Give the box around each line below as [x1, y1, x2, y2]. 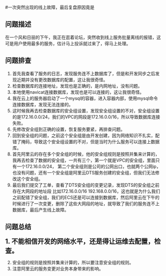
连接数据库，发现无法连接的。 [12, 101, 73, 108]
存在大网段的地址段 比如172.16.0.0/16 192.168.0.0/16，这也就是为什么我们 [12, 188, 161, 194]
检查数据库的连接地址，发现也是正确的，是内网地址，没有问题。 [12, 83, 142, 89]
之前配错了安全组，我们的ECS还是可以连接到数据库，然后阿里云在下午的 [12, 194, 160, 200]
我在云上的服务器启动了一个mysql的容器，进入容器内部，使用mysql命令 [12, 95, 158, 101]
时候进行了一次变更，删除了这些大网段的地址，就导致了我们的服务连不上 [12, 200, 160, 207]
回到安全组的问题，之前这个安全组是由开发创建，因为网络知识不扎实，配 [12, 132, 160, 138]
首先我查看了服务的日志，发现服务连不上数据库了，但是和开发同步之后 [12, 70, 156, 76]
